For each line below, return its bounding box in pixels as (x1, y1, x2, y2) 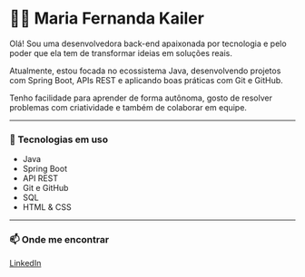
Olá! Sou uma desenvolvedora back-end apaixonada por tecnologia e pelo (9, 38, 288, 49)
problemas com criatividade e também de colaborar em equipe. (9, 101, 248, 112)
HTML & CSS (22, 202, 72, 213)
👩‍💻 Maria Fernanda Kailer (9, 8, 204, 29)
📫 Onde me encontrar (9, 234, 110, 246)
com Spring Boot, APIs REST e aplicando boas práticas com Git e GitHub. (9, 74, 283, 85)
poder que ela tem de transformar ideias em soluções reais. (9, 47, 233, 58)
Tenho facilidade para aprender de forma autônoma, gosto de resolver (9, 92, 272, 103)
